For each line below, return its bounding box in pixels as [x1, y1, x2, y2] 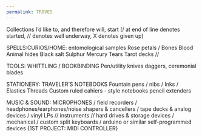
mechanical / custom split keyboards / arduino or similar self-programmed [6, 118, 192, 125]
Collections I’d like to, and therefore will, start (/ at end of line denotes [6, 26, 180, 33]
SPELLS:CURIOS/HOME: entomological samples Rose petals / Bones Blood [6, 44, 194, 51]
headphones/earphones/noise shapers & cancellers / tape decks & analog [6, 105, 192, 113]
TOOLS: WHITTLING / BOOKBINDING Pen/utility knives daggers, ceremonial [6, 62, 197, 69]
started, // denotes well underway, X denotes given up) [6, 32, 144, 40]
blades [6, 68, 23, 76]
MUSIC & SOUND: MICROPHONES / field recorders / [6, 99, 138, 106]
